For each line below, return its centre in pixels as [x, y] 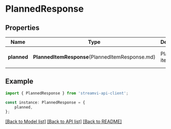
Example [19, 81]
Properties [22, 28]
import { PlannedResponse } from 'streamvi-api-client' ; [67, 93]
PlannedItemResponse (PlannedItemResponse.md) [94, 57]
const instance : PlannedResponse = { [45, 102]
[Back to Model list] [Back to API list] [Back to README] [64, 122]
